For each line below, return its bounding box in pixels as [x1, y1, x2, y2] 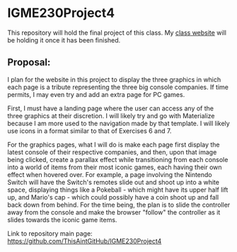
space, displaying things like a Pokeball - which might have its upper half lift [7, 185, 229, 194]
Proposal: [7, 57, 51, 69]
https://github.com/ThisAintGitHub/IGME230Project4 [7, 236, 162, 245]
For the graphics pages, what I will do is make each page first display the [7, 140, 221, 149]
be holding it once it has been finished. [7, 35, 121, 44]
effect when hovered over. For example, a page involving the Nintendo [7, 170, 212, 178]
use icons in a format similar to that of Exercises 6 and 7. [7, 126, 172, 135]
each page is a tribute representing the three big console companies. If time [7, 83, 229, 91]
